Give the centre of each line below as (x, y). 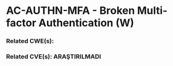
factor (21, 23)
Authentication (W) (86, 23)
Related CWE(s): (30, 41)
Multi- (152, 11)
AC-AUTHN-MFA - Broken (70, 11)
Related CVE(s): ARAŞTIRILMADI (54, 57)
